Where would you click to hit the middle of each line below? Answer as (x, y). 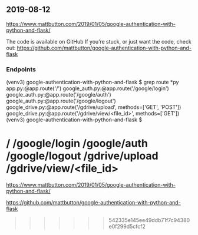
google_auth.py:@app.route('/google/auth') (59, 95)
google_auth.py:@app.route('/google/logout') (61, 101)
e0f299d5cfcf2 (127, 227)
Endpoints (21, 69)
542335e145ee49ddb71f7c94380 (149, 220)
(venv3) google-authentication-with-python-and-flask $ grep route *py (93, 82)
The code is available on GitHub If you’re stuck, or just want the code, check (99, 41)
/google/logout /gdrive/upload (82, 156)
